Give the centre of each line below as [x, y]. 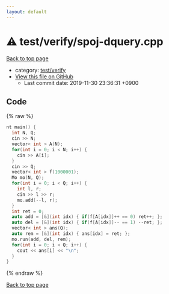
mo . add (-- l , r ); [38, 200]
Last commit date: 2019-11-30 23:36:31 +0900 [81, 83]
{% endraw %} [25, 273]
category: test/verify [40, 70]
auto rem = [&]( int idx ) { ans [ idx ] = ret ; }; [71, 234]
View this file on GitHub [44, 77]
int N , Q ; [24, 133]
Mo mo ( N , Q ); [28, 178]
